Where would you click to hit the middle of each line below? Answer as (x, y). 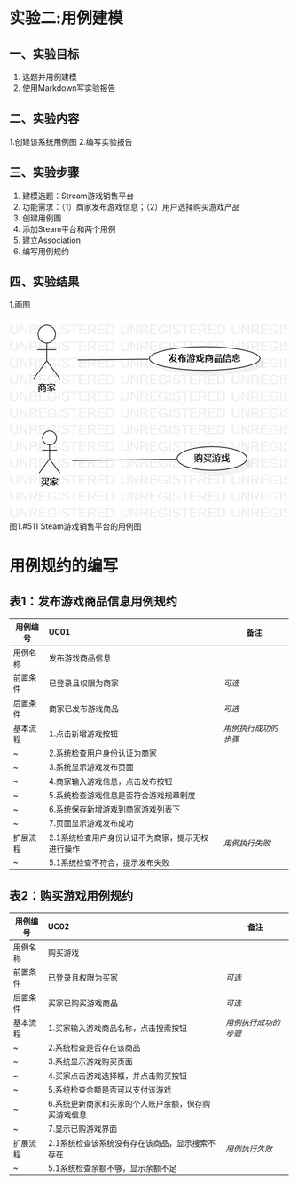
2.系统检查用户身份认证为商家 (102, 753)
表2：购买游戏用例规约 (71, 896)
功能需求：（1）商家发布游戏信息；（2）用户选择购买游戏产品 (131, 206)
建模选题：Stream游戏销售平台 (78, 196)
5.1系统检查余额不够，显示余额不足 (112, 1168)
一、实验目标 (44, 54)
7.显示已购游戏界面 (82, 1129)
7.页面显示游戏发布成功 (91, 823)
